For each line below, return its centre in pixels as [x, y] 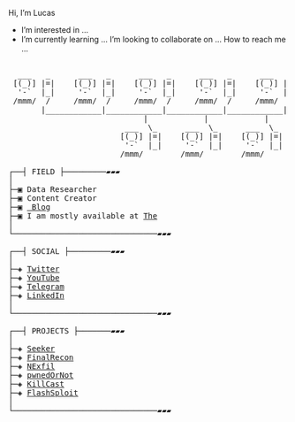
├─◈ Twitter [34, 269]
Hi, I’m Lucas [32, 13]
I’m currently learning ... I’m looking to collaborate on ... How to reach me [153, 39]
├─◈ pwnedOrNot [41, 375]
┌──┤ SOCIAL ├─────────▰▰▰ [67, 251]
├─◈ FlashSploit [43, 393]
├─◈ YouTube [34, 278]
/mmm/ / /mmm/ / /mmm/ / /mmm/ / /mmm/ [146, 101]
